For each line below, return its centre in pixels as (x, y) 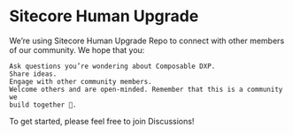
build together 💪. (43, 105)
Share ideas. (33, 74)
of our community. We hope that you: (77, 49)
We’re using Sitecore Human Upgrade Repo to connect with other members (147, 41)
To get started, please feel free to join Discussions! (102, 121)
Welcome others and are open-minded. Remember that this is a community (146, 89)
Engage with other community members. (81, 81)
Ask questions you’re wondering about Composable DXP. (112, 66)
